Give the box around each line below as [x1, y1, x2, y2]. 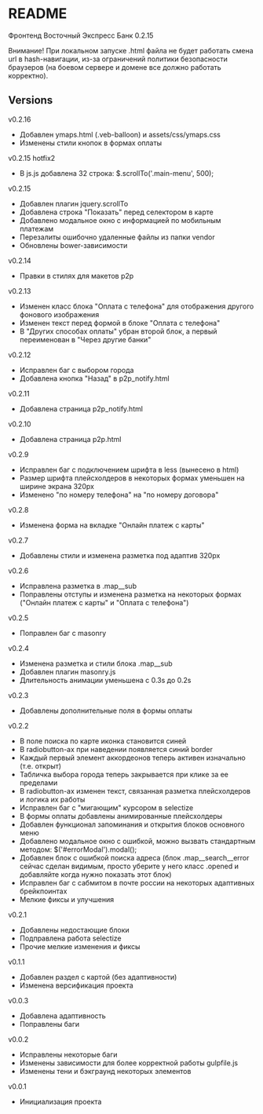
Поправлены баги [19, 1019, 80, 1028]
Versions [8, 93, 53, 107]
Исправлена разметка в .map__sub [19, 581, 137, 590]
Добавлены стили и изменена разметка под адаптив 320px [19, 550, 221, 560]
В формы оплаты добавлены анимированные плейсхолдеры [19, 811, 223, 820]
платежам [19, 224, 54, 233]
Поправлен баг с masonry [19, 628, 107, 637]
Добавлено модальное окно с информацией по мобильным [19, 215, 221, 225]
